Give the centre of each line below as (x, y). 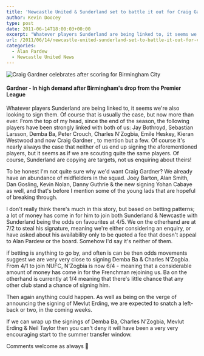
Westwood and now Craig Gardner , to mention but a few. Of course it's (96, 140)
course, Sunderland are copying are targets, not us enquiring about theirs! (99, 160)
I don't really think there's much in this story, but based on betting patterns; (100, 209)
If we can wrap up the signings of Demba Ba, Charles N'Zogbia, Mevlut (95, 321)
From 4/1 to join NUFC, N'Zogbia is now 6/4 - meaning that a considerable (99, 266)
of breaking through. (32, 197)
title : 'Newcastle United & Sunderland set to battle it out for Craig (99, 12)
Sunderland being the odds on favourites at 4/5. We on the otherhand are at (101, 221)
